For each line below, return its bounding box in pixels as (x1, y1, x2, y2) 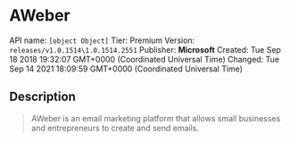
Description (9, 89, 76, 104)
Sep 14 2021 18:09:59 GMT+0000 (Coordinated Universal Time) (9, 63, 244, 74)
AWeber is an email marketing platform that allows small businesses (30, 113, 281, 123)
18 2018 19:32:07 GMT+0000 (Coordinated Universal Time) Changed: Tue (9, 54, 279, 64)
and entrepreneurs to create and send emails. (30, 122, 199, 133)
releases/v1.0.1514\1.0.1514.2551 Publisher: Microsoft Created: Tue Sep (9, 44, 281, 54)
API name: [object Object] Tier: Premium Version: (9, 35, 195, 46)
